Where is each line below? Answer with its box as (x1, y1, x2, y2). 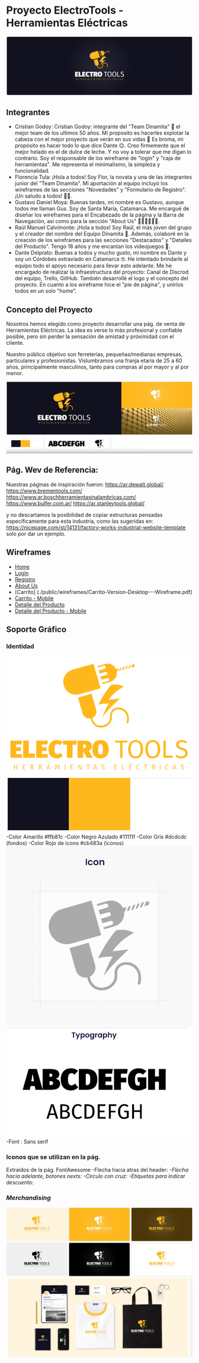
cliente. (6, 339, 24, 347)
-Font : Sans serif (6, 1138, 49, 1145)
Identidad (6, 642, 34, 650)
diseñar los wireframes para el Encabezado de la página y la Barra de (14, 211, 185, 218)
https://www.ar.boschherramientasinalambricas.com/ (6, 493, 136, 500)
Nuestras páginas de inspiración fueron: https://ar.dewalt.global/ (6, 481, 164, 488)
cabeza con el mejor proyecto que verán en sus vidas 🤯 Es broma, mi (14, 136, 184, 143)
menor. (6, 370, 24, 377)
